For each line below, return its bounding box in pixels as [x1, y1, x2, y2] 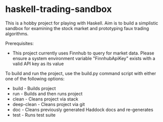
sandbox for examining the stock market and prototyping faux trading [5, 25, 149, 31]
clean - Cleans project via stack [12, 96, 79, 102]
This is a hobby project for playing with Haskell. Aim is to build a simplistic [5, 20, 158, 26]
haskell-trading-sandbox [5, 3, 112, 15]
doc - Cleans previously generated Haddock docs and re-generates [12, 106, 153, 112]
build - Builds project [12, 85, 56, 91]
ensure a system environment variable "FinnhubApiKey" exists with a [12, 55, 155, 61]
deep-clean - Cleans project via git [12, 101, 85, 107]
